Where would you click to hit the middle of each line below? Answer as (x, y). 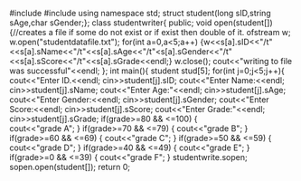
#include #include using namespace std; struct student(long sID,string (140, 13)
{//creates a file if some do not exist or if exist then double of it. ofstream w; (150, 32)
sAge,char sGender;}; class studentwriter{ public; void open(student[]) (141, 23)
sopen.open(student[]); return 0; (70, 167)
